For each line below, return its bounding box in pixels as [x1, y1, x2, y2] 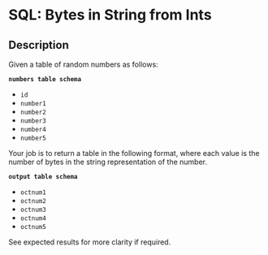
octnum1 [19, 188, 46, 197]
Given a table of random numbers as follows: [8, 59, 158, 69]
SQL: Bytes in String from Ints [8, 6, 213, 24]
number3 [19, 117, 46, 125]
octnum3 [19, 205, 46, 214]
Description [8, 38, 69, 52]
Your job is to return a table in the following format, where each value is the [8, 149, 260, 158]
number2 [19, 108, 46, 116]
